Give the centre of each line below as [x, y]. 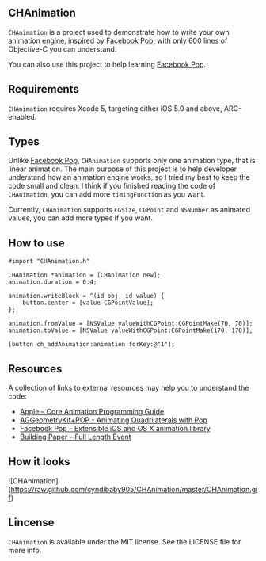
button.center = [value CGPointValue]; [88, 303]
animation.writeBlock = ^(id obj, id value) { [86, 296]
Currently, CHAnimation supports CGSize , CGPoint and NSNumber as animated [129, 210]
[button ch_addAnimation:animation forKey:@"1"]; [92, 345]
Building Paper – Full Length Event [76, 437]
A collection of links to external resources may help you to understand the [129, 388]
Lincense [31, 523]
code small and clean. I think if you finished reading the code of [112, 186]
